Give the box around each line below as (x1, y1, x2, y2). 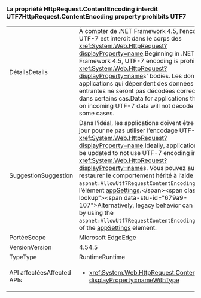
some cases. (78, 110, 115, 118)
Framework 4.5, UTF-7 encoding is (78, 57, 179, 65)
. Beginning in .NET (142, 50, 195, 58)
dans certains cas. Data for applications (78, 95, 189, 103)
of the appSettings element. (78, 224, 157, 232)
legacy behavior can (135, 201, 193, 209)
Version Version (9, 243, 52, 251)
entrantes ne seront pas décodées (78, 87, 175, 95)
